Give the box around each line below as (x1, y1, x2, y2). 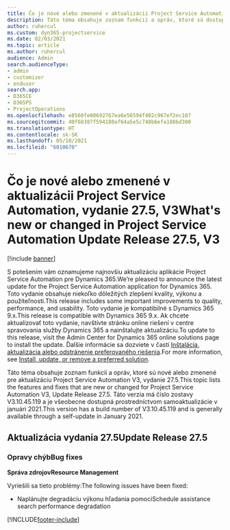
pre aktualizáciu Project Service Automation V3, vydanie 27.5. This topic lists (7, 375, 221, 384)
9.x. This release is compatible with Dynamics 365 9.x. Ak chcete (7, 311, 190, 320)
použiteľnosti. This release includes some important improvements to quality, (7, 296, 222, 305)
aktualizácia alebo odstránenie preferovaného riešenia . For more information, (7, 348, 223, 356)
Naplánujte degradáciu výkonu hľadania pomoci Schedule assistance (16, 494, 211, 503)
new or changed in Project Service (7, 217, 207, 233)
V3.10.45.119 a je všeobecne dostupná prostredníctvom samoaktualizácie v (7, 397, 218, 405)
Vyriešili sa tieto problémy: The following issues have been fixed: (7, 481, 188, 490)
